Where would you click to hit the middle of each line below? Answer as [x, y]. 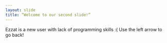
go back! [15, 35]
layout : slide [21, 10]
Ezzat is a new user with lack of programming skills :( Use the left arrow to [84, 29]
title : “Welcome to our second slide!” [48, 15]
